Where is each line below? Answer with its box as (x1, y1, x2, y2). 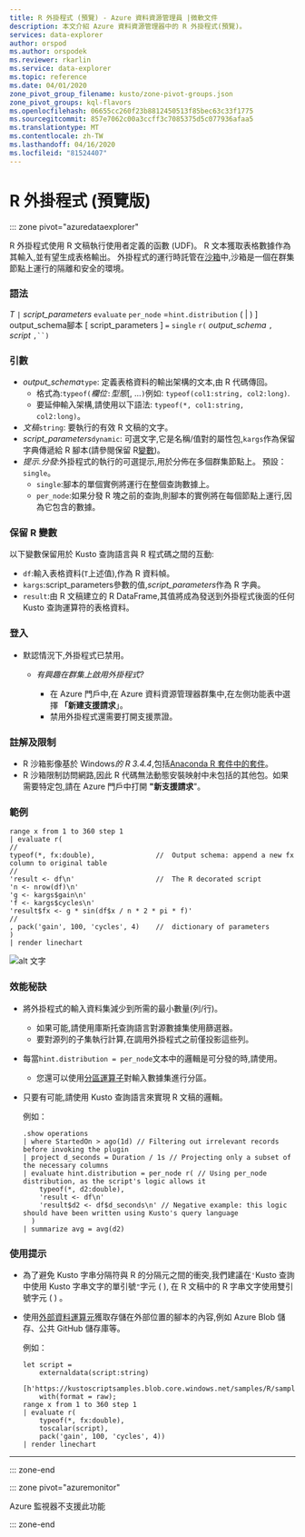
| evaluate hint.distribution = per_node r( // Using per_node (22, 1169, 268, 1178)
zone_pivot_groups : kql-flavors (9, 97, 132, 107)
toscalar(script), (39, 1423, 109, 1432)
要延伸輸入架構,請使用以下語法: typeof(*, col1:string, (35, 399, 245, 410)
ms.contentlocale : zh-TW (9, 132, 103, 141)
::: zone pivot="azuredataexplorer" (9, 221, 139, 232)
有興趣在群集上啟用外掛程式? (35, 669, 144, 680)
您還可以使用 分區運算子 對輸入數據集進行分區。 (35, 1072, 212, 1083)
